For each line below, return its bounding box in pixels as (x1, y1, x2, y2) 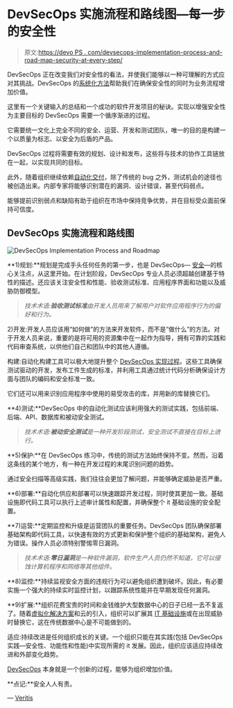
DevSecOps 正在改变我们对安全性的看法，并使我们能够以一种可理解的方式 (7, 70, 219, 79)
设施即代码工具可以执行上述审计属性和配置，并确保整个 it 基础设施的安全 (7, 498, 215, 506)
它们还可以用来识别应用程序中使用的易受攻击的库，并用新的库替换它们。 (7, 389, 214, 397)
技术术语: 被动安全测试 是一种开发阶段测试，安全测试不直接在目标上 (24, 427, 215, 435)
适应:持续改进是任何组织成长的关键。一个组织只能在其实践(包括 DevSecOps (7, 632, 223, 641)
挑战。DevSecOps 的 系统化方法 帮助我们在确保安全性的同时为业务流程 (19, 79, 219, 87)
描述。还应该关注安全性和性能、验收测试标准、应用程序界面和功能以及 (19, 277, 220, 286)
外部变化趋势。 (19, 650, 62, 658)
